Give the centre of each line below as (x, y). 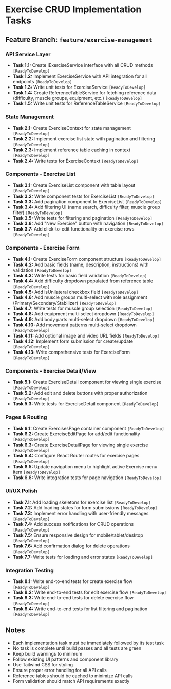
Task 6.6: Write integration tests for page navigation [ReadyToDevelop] (87, 478)
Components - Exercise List (41, 174)
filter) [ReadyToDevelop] (37, 213)
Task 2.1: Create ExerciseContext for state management (72, 128)
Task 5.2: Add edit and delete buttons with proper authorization (80, 393)
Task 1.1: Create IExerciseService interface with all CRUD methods (83, 65)
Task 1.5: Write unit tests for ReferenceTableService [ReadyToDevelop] (87, 103)
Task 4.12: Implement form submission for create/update (73, 341)
